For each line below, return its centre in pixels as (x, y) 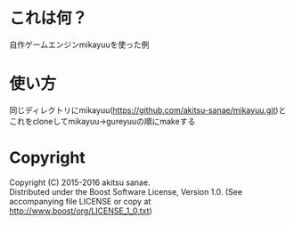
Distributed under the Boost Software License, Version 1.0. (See (126, 191)
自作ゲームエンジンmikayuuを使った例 (79, 44)
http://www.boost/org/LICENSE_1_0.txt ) (81, 211)
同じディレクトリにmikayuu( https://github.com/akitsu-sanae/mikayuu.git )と (148, 110)
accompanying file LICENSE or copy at (80, 201)
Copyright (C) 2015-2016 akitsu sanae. (80, 182)
